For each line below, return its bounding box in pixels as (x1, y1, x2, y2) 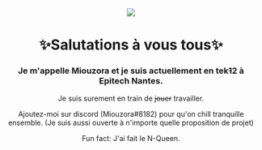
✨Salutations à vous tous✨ (39, 36, 223, 54)
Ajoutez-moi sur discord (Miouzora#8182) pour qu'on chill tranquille (18, 109, 244, 119)
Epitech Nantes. (99, 75, 163, 87)
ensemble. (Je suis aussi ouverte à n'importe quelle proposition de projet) (8, 118, 254, 128)
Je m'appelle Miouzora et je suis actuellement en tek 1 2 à (18, 65, 244, 76)
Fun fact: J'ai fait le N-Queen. (82, 134, 180, 144)
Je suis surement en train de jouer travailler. (57, 93, 205, 104)
